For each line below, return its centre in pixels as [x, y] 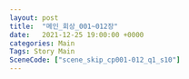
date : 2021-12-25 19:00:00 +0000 [77, 35]
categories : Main [42, 43]
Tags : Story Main [42, 52]
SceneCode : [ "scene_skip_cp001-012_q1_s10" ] [95, 60]
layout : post [34, 18]
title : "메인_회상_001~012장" [64, 26]
